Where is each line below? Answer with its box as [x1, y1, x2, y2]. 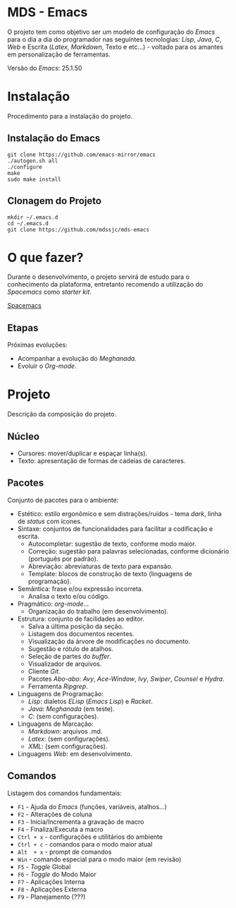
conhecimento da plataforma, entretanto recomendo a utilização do [7, 280, 204, 289]
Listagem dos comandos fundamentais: [7, 789, 122, 797]
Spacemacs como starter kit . [7, 287, 92, 297]
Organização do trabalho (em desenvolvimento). [27, 607, 169, 615]
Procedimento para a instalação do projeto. [7, 112, 132, 120]
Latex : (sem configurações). [27, 734, 111, 743]
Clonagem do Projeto [7, 195, 102, 207]
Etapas [7, 322, 39, 334]
